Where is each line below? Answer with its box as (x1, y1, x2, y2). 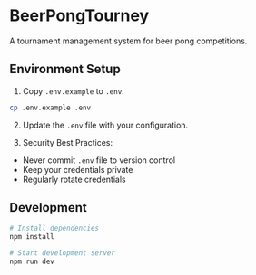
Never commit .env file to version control (22, 155, 175, 166)
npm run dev (9, 257, 54, 267)
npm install (9, 232, 54, 242)
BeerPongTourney (9, 5, 150, 26)
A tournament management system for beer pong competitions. (9, 35, 248, 46)
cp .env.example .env (9, 103, 92, 112)
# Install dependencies (9, 223, 100, 233)
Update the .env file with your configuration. (22, 119, 189, 130)
